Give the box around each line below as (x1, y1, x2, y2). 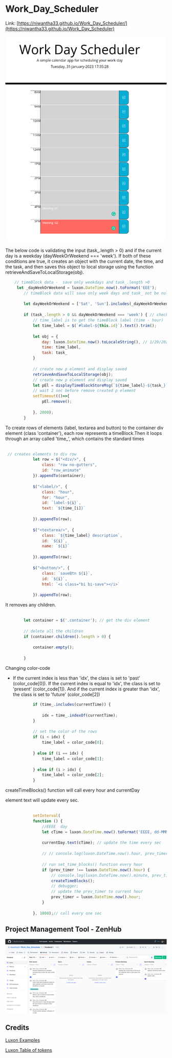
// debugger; (51, 884, 79, 889)
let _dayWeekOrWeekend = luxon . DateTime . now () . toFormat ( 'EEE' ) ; (16, 285, 157, 290)
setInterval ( (32, 813, 60, 818)
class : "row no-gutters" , (41, 462, 97, 468)
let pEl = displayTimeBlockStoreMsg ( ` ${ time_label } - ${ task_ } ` (32, 382, 168, 388)
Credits (5, 1024, 30, 1032)
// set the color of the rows (32, 729, 97, 734)
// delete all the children (24, 628, 83, 634)
